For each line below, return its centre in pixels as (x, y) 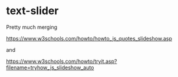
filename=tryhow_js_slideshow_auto (50, 67)
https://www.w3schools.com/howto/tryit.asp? (62, 61)
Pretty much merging (32, 27)
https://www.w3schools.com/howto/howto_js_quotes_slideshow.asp (89, 38)
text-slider (32, 11)
